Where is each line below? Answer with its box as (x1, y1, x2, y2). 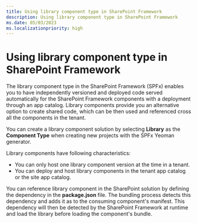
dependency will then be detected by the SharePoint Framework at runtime (6, 204, 189, 211)
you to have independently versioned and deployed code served (6, 89, 163, 96)
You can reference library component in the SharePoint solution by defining (6, 185, 189, 192)
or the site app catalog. (14, 174, 71, 181)
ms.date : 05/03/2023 (6, 20, 57, 25)
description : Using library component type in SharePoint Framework (6, 14, 178, 20)
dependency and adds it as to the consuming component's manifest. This (6, 198, 185, 205)
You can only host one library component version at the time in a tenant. (14, 161, 191, 169)
